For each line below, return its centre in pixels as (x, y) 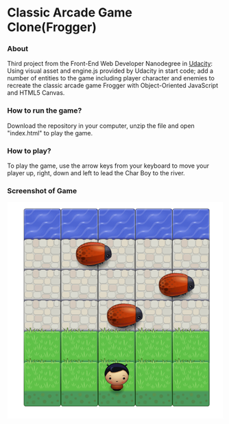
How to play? (29, 150)
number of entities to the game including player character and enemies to (111, 78)
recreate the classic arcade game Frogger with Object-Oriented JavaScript (112, 86)
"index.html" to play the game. (50, 133)
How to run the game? (45, 111)
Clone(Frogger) (52, 27)
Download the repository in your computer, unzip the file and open (101, 126)
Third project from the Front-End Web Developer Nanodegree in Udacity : (110, 64)
